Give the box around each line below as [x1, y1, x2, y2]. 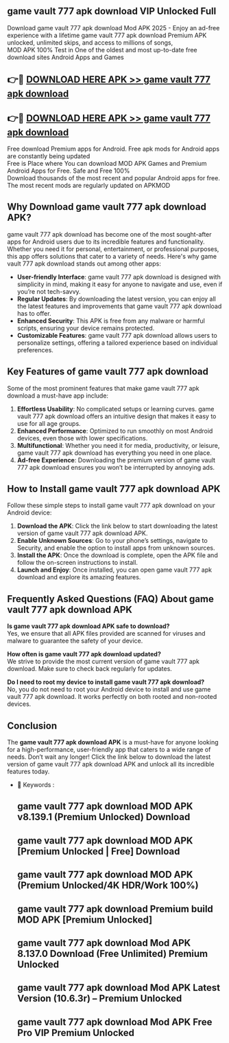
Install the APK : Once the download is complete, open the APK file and [16, 551, 218, 559]
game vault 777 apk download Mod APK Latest [16, 982, 221, 993]
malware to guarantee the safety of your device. [7, 636, 143, 645]
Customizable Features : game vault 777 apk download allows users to [16, 331, 217, 339]
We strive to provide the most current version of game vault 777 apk [7, 657, 200, 666]
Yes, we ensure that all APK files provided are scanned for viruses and [7, 630, 206, 638]
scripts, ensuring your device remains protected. [16, 323, 155, 332]
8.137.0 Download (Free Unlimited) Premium [16, 948, 208, 960]
